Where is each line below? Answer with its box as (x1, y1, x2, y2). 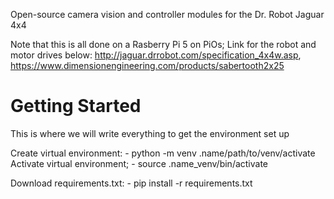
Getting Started (10, 95, 142, 118)
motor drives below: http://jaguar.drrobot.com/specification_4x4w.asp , (10, 49, 302, 61)
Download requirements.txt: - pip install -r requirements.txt (10, 177, 253, 189)
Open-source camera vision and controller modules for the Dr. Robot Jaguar (10, 9, 325, 20)
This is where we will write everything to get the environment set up (10, 127, 290, 139)
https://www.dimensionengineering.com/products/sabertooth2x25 (10, 60, 285, 71)
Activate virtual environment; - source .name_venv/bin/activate (10, 157, 269, 169)
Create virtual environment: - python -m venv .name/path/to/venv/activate (10, 147, 316, 159)
